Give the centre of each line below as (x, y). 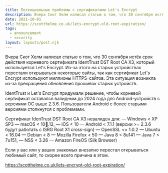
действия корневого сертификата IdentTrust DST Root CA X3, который (80, 62)
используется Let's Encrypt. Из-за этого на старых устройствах (73, 67)
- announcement (25, 33)
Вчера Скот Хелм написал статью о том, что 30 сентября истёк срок (79, 57)
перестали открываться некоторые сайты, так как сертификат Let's (78, 73)
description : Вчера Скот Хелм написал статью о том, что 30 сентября (79, 15)
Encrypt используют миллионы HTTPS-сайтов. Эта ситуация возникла (80, 78)
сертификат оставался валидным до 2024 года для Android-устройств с (82, 98)
